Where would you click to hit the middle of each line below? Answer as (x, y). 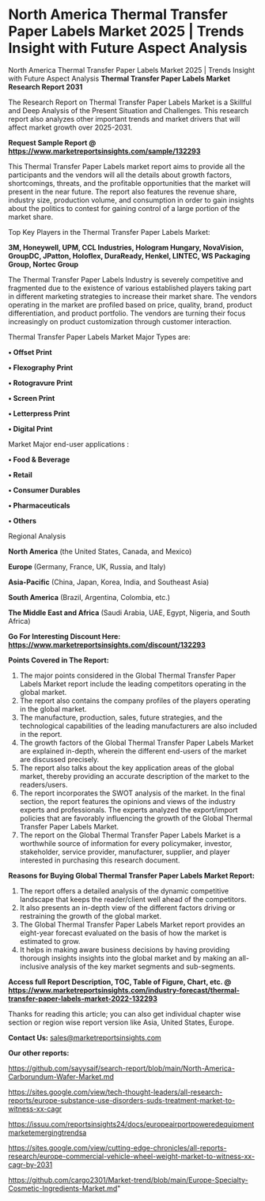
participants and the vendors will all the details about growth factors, (120, 175)
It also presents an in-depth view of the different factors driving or (127, 908)
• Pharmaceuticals (39, 505)
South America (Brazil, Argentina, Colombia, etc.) (89, 597)
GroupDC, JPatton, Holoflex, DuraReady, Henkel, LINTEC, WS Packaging (129, 255)
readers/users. (44, 784)
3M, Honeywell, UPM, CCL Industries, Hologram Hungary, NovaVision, (126, 247)
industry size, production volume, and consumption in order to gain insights (131, 200)
